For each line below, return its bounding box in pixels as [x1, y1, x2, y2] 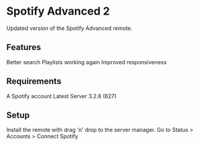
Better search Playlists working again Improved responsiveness [6, 58, 167, 65]
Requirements [6, 76, 61, 87]
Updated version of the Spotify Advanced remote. [6, 24, 133, 32]
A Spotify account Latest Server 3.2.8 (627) [6, 92, 117, 100]
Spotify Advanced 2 [6, 4, 111, 18]
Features [6, 42, 41, 53]
